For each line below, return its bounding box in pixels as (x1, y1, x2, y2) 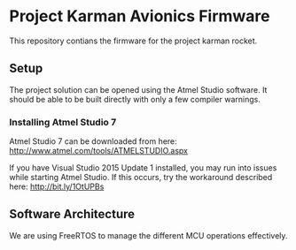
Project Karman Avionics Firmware (9, 6, 270, 27)
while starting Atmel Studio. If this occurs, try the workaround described (9, 172, 273, 183)
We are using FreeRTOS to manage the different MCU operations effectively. (9, 230, 288, 240)
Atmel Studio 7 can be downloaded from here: (9, 136, 177, 147)
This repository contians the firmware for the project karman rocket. (9, 35, 258, 46)
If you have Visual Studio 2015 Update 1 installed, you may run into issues (9, 163, 277, 173)
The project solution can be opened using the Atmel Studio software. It (9, 84, 268, 95)
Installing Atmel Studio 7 (9, 116, 117, 128)
